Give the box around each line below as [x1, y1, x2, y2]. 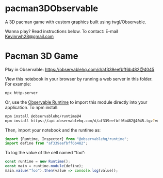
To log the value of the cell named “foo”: [5, 150, 86, 156]
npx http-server [5, 90, 38, 95]
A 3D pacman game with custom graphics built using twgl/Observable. [5, 19, 147, 25]
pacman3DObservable [5, 3, 98, 14]
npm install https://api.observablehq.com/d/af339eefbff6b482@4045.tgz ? [5, 118, 155, 123]
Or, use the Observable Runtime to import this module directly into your [5, 99, 147, 105]
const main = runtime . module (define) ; [5, 163, 83, 169]
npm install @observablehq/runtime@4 [5, 113, 81, 119]
